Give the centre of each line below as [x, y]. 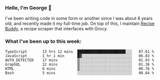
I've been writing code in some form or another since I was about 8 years [79, 19]
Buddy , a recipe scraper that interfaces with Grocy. [57, 29]
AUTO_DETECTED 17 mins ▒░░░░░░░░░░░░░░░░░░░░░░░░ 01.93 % [80, 60]
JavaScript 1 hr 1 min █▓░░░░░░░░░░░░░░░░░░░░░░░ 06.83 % [80, 56]
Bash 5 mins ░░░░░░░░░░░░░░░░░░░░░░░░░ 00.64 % [80, 73]
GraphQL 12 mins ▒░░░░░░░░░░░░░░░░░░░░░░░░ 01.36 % [80, 64]
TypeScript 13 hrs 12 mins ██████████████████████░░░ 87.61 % [80, 51]
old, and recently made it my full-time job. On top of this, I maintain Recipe [80, 23]
